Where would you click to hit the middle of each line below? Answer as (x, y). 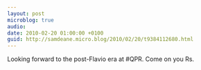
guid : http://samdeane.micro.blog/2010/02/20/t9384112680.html (101, 40)
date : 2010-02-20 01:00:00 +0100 (55, 33)
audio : (17, 26)
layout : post (26, 14)
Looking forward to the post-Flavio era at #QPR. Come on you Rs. (101, 59)
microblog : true (30, 20)
